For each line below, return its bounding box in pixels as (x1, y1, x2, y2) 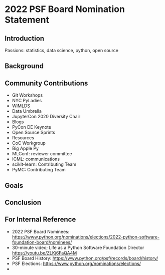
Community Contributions (5, 79, 88, 87)
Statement (5, 14, 50, 26)
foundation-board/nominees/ (12, 239, 72, 245)
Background (5, 62, 44, 71)
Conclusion (5, 198, 42, 206)
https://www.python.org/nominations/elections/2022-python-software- (12, 234, 160, 240)
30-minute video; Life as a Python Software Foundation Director (12, 244, 144, 250)
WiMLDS (12, 103, 31, 109)
